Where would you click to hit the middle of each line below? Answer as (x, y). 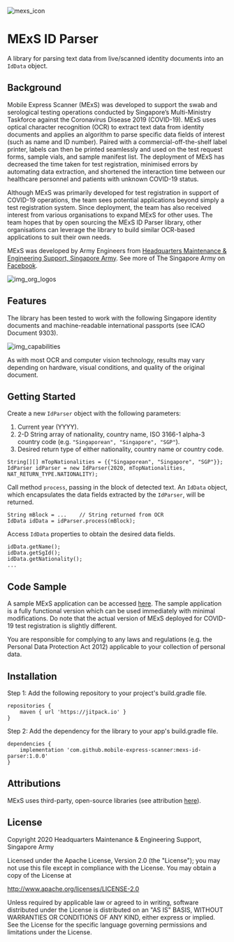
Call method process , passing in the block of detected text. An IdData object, (117, 487)
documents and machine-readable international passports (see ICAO (106, 325)
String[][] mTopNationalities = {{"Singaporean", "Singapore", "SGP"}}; (115, 462)
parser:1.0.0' (28, 756)
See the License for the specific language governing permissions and (107, 925)
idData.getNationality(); (45, 559)
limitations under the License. (50, 932)
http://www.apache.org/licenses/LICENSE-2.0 (73, 889)
